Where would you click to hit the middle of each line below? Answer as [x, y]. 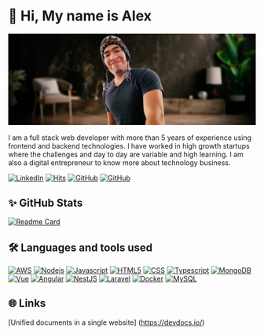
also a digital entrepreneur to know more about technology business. [119, 163]
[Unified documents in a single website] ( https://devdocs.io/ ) [106, 322]
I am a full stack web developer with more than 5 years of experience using [130, 138]
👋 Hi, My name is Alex [80, 16]
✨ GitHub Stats [46, 202]
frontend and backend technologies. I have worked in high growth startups [129, 146]
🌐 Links [27, 303]
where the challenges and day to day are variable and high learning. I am [126, 155]
